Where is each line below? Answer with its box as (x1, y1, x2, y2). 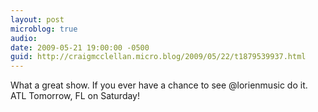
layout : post (10, 14, 65, 25)
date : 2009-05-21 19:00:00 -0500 (10, 42, 150, 53)
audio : (10, 33, 38, 43)
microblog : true (10, 24, 78, 34)
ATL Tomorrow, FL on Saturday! (10, 90, 141, 102)
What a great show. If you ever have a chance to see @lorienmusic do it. (10, 79, 308, 91)
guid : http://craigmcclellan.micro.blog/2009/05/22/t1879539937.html (10, 52, 307, 62)
